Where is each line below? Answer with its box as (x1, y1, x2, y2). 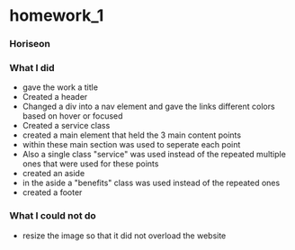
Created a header (22, 92, 88, 103)
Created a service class (22, 121, 111, 131)
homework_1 (9, 5, 104, 26)
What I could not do (9, 210, 96, 222)
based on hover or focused (22, 111, 123, 121)
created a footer (22, 187, 83, 198)
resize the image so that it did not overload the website (22, 230, 227, 241)
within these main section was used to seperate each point (22, 139, 241, 150)
